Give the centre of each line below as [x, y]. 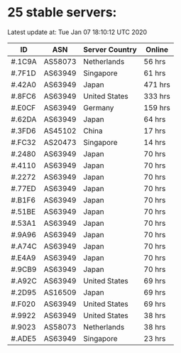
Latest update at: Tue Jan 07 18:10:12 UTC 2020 [77, 32]
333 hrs [157, 96]
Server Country [110, 49]
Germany [99, 107]
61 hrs [155, 73]
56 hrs [155, 61]
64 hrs [155, 119]
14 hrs [155, 142]
